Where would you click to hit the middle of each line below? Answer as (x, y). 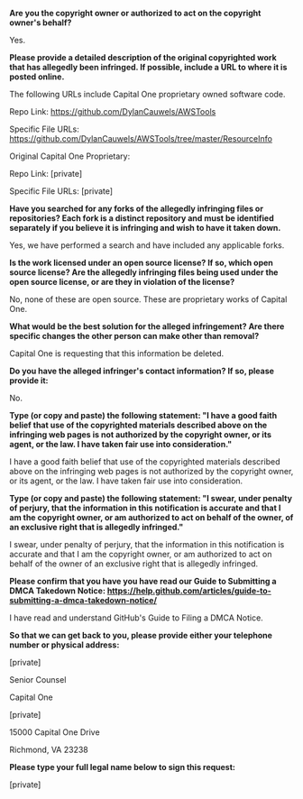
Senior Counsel (38, 680)
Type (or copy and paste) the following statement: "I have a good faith (143, 415)
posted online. (37, 77)
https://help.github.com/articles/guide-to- (189, 591)
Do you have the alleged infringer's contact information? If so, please (142, 371)
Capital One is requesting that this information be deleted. (117, 354)
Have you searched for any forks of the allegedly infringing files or (137, 208)
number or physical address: (64, 645)
